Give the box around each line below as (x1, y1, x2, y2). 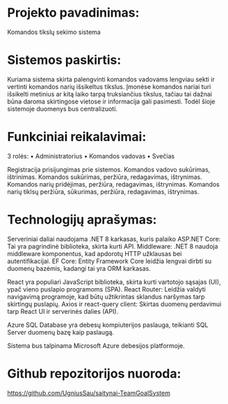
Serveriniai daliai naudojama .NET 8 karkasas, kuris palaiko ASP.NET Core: (7, 235, 221, 243)
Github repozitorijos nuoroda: (7, 366, 181, 381)
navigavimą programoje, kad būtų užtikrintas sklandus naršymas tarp (7, 292, 205, 301)
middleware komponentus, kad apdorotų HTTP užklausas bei (7, 249, 182, 258)
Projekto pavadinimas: (7, 5, 140, 21)
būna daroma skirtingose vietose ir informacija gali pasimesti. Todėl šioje (7, 97, 215, 106)
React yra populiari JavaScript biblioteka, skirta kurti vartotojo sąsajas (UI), (7, 278, 221, 286)
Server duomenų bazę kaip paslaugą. (7, 328, 115, 336)
